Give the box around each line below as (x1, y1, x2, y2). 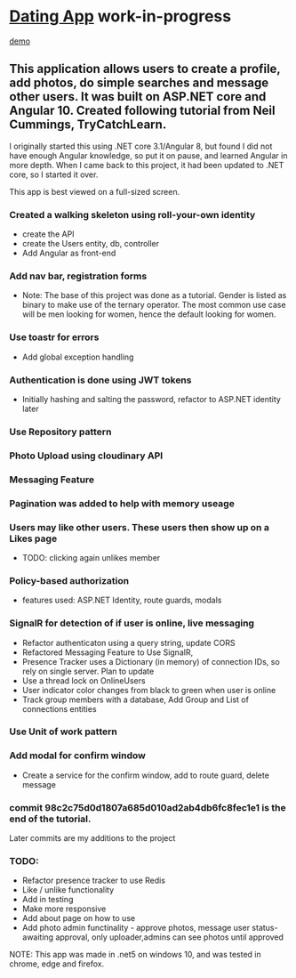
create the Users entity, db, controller (21, 238, 160, 249)
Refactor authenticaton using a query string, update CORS (21, 637, 236, 648)
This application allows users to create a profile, (9, 61, 281, 77)
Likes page (9, 532, 58, 545)
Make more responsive (21, 903, 107, 914)
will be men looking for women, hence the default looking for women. (21, 309, 276, 319)
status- (252, 923, 278, 934)
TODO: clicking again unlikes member (21, 552, 161, 562)
